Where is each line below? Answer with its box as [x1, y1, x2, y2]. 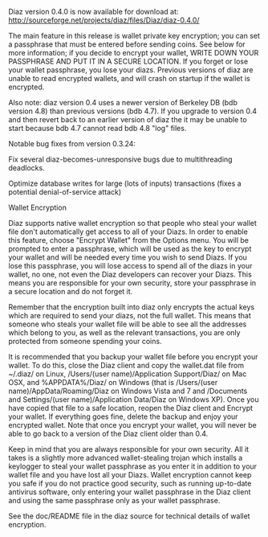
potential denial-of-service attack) [8, 187, 122, 196]
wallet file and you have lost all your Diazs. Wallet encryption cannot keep [8, 470, 252, 479]
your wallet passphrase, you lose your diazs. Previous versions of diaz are [8, 65, 254, 75]
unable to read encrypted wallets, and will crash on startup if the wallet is [8, 74, 250, 83]
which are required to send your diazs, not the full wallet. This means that [8, 311, 251, 320]
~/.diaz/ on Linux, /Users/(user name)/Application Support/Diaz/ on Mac [8, 369, 247, 379]
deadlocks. [8, 163, 46, 172]
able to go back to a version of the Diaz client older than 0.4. [8, 429, 209, 438]
